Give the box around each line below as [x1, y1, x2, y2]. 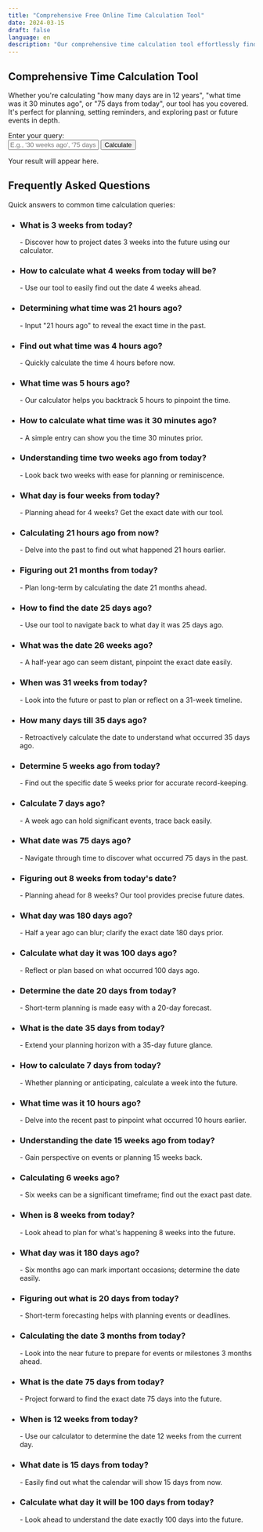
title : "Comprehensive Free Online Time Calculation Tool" [8, 11, 205, 20]
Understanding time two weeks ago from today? [19, 452, 207, 463]
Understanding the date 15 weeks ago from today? [19, 1135, 215, 1146]
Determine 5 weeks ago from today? [19, 760, 160, 771]
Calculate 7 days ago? [19, 798, 106, 809]
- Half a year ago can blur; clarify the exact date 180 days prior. [19, 928, 224, 938]
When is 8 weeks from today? [19, 1210, 135, 1221]
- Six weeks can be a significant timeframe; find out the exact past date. [19, 1190, 252, 1200]
